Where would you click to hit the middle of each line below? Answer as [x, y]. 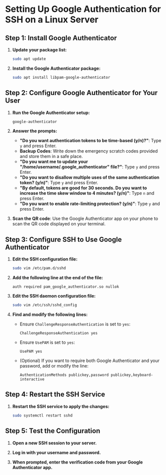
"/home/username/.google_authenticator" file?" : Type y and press [90, 167]
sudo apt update [29, 59]
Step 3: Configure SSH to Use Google [64, 239]
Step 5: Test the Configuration [53, 431]
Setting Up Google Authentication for [83, 9]
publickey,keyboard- [132, 375]
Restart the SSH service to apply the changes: [61, 406]
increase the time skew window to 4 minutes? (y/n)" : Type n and [87, 193]
